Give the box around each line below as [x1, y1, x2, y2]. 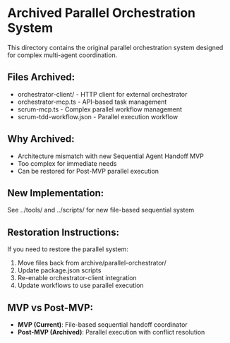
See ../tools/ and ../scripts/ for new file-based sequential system [7, 206, 195, 215]
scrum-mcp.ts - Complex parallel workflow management [17, 104, 182, 114]
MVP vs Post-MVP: [7, 301, 94, 313]
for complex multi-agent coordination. [7, 51, 118, 59]
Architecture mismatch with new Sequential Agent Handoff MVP [17, 152, 205, 160]
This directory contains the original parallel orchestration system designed [7, 43, 224, 52]
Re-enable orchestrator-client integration [17, 274, 137, 282]
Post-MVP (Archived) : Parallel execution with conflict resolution [17, 328, 205, 336]
